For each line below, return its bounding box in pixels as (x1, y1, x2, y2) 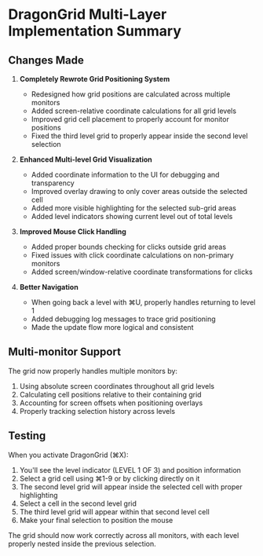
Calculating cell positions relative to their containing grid (19, 390, 202, 399)
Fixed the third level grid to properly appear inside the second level (31, 131, 249, 141)
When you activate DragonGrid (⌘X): (8, 450, 129, 459)
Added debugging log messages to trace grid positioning (31, 314, 216, 324)
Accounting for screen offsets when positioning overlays (19, 398, 203, 408)
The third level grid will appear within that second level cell (19, 507, 210, 516)
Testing (8, 430, 46, 443)
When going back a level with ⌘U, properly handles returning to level (31, 298, 256, 307)
